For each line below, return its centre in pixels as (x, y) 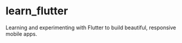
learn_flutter (37, 11)
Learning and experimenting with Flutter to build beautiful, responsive (91, 27)
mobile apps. (21, 33)
